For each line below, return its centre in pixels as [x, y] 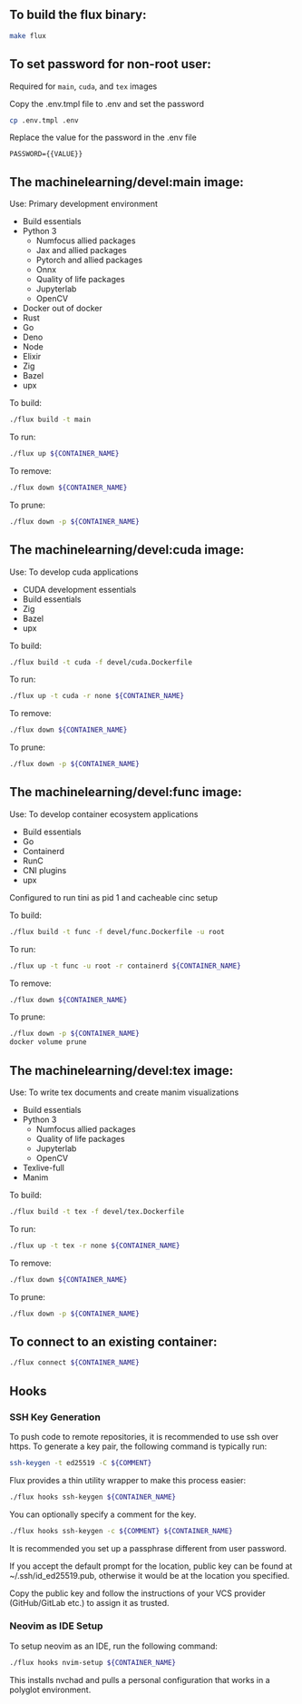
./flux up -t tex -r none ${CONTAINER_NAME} [95, 1246]
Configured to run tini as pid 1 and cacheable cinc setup [114, 897]
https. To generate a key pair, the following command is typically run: [138, 1446]
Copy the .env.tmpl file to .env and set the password [107, 103]
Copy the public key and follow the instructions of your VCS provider [137, 1593]
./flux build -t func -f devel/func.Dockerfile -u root [117, 931]
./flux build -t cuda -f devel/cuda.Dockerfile [101, 662]
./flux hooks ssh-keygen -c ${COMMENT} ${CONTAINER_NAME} [121, 1531]
